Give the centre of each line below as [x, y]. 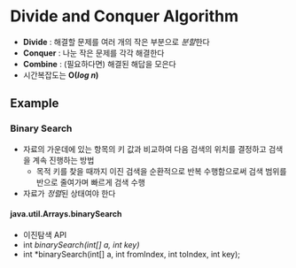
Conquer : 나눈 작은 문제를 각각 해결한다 [93, 53]
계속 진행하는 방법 [63, 160]
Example [35, 103]
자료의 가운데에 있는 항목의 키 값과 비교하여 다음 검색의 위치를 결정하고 [144, 149]
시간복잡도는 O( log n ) [61, 75]
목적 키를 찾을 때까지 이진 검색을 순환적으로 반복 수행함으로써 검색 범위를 [161, 171]
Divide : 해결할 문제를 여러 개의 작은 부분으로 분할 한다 [117, 42]
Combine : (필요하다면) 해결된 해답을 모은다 [99, 64]
